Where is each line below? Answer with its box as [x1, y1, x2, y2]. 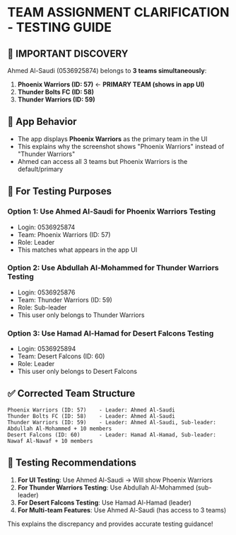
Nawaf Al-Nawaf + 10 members [7, 437, 93, 444]
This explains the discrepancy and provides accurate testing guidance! [7, 519, 213, 528]
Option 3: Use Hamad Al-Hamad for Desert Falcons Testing [7, 328, 214, 338]
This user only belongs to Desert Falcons [17, 367, 138, 376]
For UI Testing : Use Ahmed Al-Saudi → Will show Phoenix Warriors [17, 475, 213, 484]
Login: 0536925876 [17, 288, 76, 297]
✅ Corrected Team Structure [7, 387, 136, 399]
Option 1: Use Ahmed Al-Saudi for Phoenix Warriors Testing [7, 206, 216, 216]
